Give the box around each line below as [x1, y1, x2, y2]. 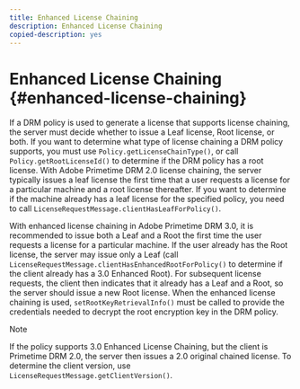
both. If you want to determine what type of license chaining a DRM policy [9, 137, 284, 147]
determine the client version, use [9, 360, 131, 371]
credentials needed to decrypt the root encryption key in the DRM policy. [9, 306, 278, 317]
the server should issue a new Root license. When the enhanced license [9, 287, 276, 298]
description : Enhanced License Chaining [9, 22, 163, 31]
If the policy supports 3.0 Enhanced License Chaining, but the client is [9, 341, 269, 352]
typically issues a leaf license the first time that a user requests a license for [9, 174, 290, 185]
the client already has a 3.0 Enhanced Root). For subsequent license [9, 269, 262, 279]
